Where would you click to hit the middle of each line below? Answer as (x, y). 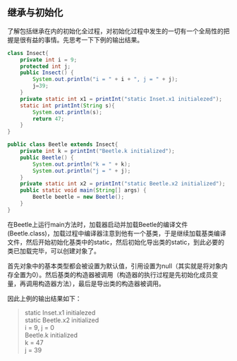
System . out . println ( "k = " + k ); (82, 164)
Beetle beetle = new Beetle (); (79, 197)
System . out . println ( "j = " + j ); (82, 171)
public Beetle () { (47, 157)
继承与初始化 (35, 13)
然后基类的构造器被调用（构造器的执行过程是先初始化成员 (128, 274)
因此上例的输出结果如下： (44, 298)
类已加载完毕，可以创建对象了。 (54, 251)
